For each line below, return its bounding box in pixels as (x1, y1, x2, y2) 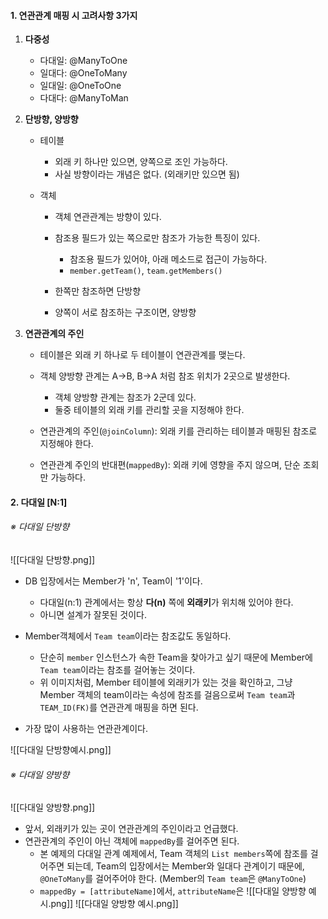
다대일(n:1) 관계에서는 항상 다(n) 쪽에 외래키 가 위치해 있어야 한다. (39, 596, 294, 608)
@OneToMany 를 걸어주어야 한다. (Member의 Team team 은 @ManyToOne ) (39, 873, 307, 885)
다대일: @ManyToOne (39, 55, 128, 67)
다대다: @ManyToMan (39, 92, 129, 104)
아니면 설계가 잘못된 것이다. (39, 609, 147, 620)
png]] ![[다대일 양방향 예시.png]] (50, 898, 179, 910)
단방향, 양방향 (24, 113, 79, 125)
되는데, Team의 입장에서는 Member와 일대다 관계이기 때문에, (66, 860, 305, 872)
